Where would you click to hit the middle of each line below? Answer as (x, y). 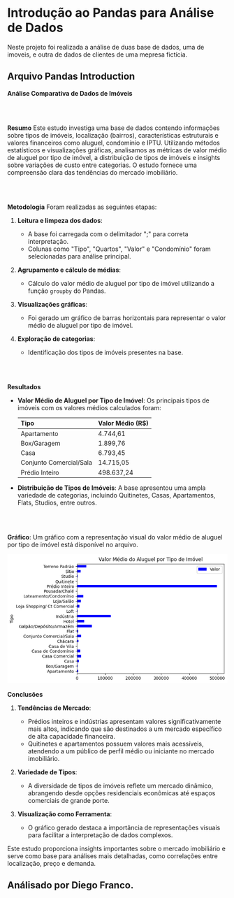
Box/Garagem (41, 443)
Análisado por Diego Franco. (71, 885)
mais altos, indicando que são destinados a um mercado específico (125, 729)
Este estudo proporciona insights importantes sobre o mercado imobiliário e (116, 848)
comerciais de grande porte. (68, 800)
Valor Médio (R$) (123, 423)
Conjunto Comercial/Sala (57, 463)
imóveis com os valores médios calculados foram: (89, 407)
